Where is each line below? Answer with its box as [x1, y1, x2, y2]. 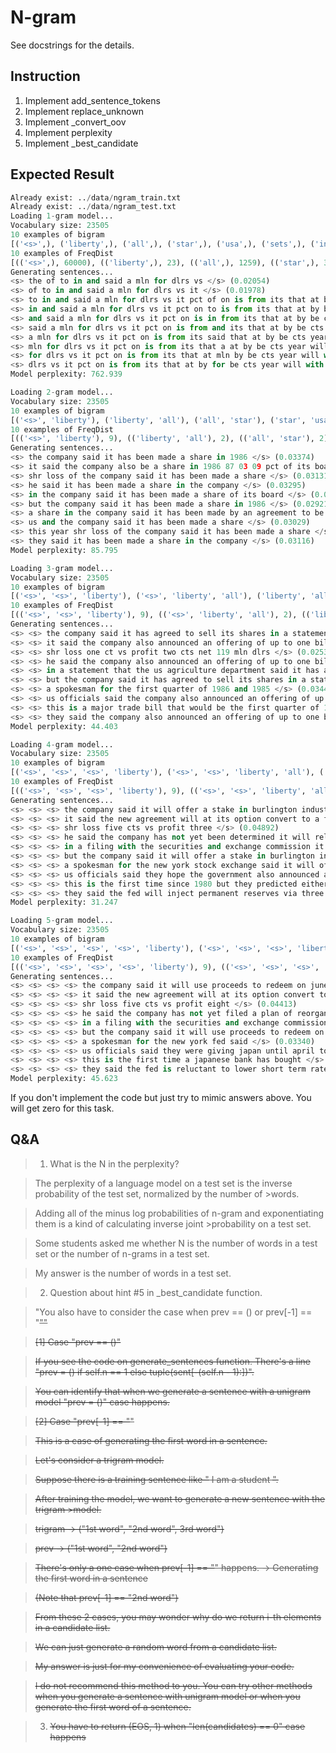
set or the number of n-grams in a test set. [34, 1247, 210, 1260]
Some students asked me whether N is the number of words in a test [34, 1237, 318, 1249]
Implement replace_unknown [24, 105, 145, 117]
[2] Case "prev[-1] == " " [34, 1415, 135, 1427]
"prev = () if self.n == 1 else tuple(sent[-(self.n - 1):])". [34, 1366, 255, 1378]
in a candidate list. [34, 1621, 111, 1633]
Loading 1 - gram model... [10, 211, 114, 221]
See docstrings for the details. [10, 39, 135, 51]
